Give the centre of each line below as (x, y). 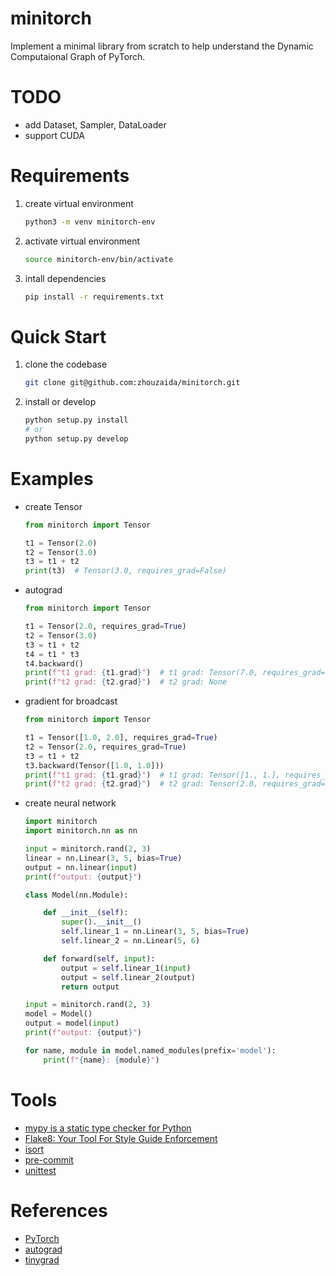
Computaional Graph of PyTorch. (78, 56)
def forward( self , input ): (99, 958)
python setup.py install (76, 420)
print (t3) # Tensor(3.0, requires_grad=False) (125, 571)
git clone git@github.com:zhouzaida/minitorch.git (132, 383)
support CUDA (54, 135)
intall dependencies (65, 278)
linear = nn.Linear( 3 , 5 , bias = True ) (103, 858)
